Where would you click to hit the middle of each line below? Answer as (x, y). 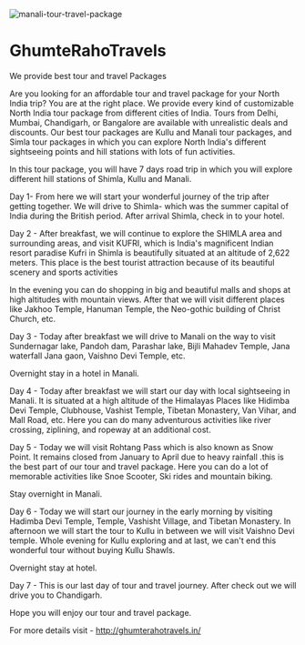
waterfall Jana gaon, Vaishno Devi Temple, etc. (97, 356)
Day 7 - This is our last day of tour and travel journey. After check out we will (153, 585)
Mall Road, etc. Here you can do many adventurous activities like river (140, 419)
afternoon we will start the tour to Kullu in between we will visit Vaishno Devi (152, 530)
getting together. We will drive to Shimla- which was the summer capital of (149, 206)
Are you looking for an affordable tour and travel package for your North (145, 93)
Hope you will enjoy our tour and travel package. (101, 612)
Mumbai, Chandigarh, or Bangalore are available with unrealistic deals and (149, 122)
